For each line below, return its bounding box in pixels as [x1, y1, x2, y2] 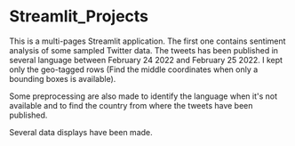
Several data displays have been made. [9, 126, 153, 137]
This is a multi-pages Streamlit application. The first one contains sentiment [9, 36, 286, 46]
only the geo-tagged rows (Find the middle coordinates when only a [9, 64, 259, 75]
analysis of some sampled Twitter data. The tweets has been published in [9, 45, 278, 55]
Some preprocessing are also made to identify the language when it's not [9, 91, 278, 101]
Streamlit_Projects [9, 6, 149, 27]
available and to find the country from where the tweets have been [9, 100, 253, 110]
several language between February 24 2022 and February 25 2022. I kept [9, 54, 283, 65]
